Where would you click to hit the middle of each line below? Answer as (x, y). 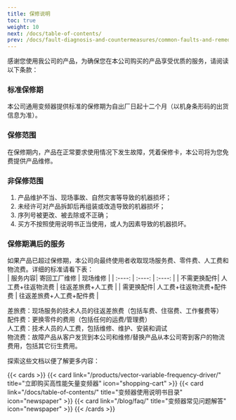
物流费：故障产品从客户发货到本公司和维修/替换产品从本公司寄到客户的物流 (116, 337)
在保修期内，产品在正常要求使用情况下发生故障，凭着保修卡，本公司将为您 (115, 152)
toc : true (22, 20)
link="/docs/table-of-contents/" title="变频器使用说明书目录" (95, 393)
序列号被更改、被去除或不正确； (64, 215)
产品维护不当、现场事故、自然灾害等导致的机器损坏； (94, 197)
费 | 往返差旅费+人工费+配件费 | (53, 296)
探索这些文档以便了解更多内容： (53, 361)
